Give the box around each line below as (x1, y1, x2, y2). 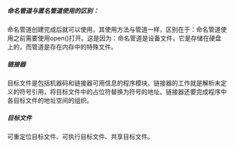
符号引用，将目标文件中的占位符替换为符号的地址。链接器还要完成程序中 (19, 87, 227, 95)
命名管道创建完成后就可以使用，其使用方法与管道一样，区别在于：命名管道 (7, 25, 221, 33)
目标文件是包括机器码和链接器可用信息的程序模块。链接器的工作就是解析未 (7, 79, 221, 87)
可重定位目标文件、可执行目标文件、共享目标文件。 (7, 132, 154, 141)
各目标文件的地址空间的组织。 (7, 96, 93, 105)
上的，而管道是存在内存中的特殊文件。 (7, 42, 117, 51)
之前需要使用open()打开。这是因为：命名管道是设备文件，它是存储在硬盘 (13, 33, 221, 42)
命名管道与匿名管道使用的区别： (7, 6, 99, 15)
